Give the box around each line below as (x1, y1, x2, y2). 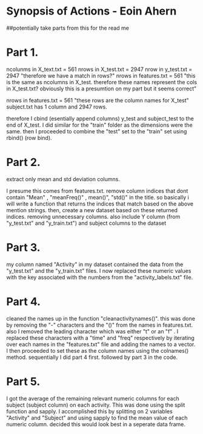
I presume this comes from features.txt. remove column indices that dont (6, 187, 188, 195)
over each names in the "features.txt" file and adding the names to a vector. (6, 341, 196, 348)
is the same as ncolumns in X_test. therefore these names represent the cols (6, 78, 198, 85)
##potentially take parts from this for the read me (6, 24, 129, 32)
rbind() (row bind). (6, 134, 53, 141)
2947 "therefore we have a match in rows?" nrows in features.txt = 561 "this (6, 72, 196, 79)
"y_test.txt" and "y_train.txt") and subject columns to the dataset (6, 219, 167, 227)
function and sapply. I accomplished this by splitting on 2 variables (6, 407, 173, 415)
